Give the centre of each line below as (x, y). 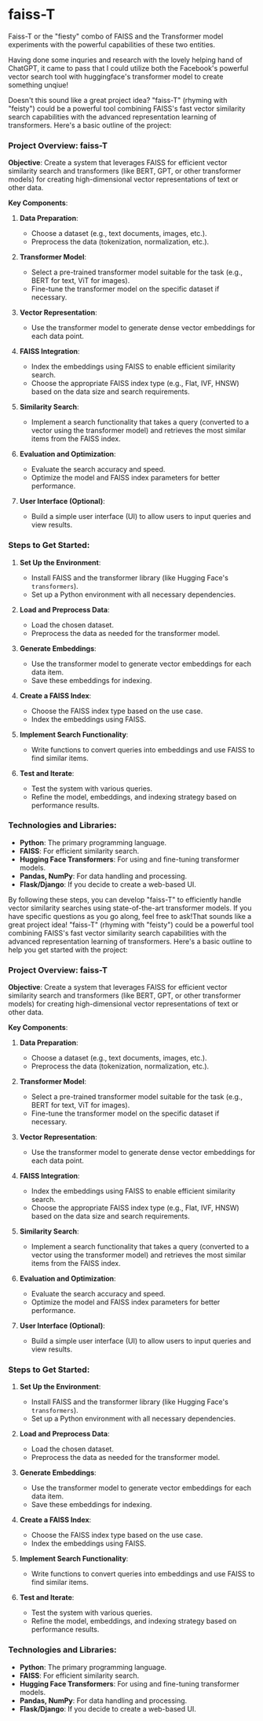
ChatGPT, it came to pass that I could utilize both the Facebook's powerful (128, 68)
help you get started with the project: (68, 950)
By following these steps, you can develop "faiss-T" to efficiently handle (125, 899)
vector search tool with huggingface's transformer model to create (116, 76)
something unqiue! (38, 85)
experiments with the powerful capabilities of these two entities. (112, 44)
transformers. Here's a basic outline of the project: (90, 125)
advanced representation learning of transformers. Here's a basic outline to (130, 941)
